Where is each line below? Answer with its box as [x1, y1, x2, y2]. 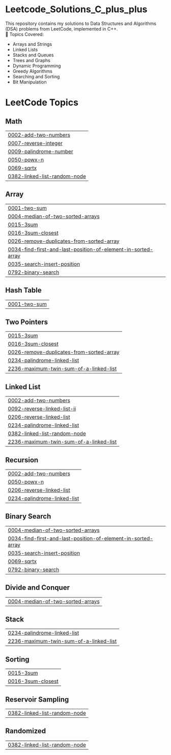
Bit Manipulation [12, 79, 47, 85]
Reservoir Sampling [5, 695, 69, 704]
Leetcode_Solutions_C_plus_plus [5, 4, 148, 15]
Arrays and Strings [12, 41, 52, 47]
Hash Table [5, 286, 42, 295]
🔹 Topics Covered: [5, 31, 44, 37]
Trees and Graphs [12, 57, 51, 63]
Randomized [5, 727, 46, 736]
